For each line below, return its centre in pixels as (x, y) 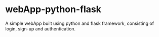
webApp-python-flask (53, 9)
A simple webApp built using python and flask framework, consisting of (80, 23)
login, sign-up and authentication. (41, 28)
